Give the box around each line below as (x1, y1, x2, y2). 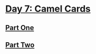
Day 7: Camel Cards (5, 3, 91, 15)
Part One (5, 23, 34, 32)
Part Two (5, 40, 35, 49)
